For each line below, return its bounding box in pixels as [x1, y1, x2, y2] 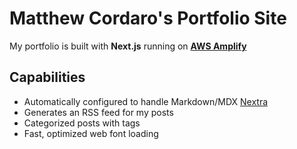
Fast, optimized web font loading [23, 127, 159, 139]
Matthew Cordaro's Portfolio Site [9, 7, 287, 30]
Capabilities [9, 69, 86, 86]
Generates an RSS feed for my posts [23, 106, 174, 118]
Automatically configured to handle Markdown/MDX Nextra [23, 95, 269, 107]
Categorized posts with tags [23, 117, 141, 129]
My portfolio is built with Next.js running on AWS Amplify [9, 40, 247, 52]
